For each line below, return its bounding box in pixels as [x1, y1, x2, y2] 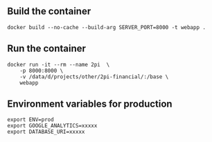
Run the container [7, 43, 87, 55]
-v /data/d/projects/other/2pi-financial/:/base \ [19, 73, 169, 80]
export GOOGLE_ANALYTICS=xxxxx [7, 123, 98, 130]
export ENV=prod [7, 116, 54, 123]
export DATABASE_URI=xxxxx [7, 128, 85, 136]
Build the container [7, 6, 91, 17]
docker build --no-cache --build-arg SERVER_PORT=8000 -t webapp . [7, 24, 206, 30]
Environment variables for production [7, 98, 173, 110]
